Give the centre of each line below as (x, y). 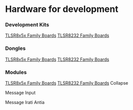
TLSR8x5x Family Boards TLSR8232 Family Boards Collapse (67, 83)
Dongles (15, 48)
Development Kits (27, 25)
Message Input (20, 93)
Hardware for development (62, 9)
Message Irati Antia (25, 103)
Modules (16, 72)
